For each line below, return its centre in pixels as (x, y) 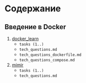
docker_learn (25, 39)
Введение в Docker (35, 27)
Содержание (33, 9)
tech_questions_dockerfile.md (50, 55)
